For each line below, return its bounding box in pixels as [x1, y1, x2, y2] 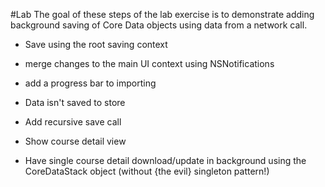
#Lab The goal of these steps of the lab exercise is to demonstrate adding [10, 9, 315, 20]
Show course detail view [24, 135, 127, 147]
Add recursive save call [24, 116, 122, 128]
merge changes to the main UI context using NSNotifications [24, 58, 275, 69]
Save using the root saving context [24, 39, 168, 50]
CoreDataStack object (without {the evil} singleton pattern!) [24, 165, 270, 177]
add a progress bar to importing [24, 77, 157, 89]
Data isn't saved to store [24, 97, 126, 108]
